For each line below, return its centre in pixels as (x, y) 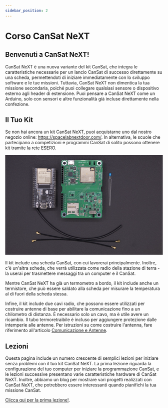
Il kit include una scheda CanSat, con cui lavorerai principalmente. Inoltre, (81, 263)
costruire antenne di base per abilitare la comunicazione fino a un (73, 309)
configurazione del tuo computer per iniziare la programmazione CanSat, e (82, 369)
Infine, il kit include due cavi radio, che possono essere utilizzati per (75, 303)
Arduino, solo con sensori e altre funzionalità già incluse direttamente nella (82, 98)
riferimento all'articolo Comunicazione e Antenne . (56, 330)
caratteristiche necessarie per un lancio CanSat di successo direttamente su (84, 72)
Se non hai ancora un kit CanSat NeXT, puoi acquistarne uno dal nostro (78, 132)
